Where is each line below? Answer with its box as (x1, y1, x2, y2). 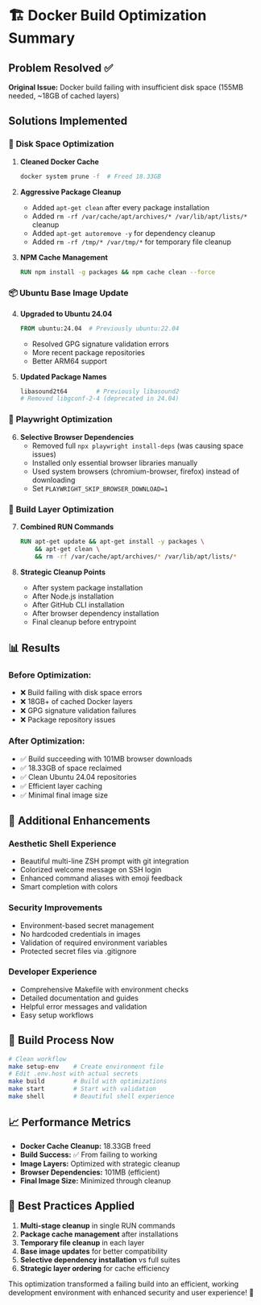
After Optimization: (8, 735, 85, 747)
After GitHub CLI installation (31, 599, 125, 609)
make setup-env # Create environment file (8, 1063, 164, 1071)
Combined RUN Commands (19, 521, 114, 532)
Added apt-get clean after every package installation (31, 202, 210, 212)
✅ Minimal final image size (19, 790, 109, 800)
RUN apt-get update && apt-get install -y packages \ (19, 537, 205, 545)
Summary (8, 29, 75, 48)
